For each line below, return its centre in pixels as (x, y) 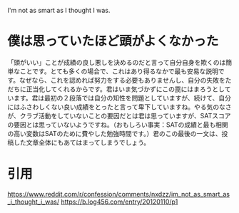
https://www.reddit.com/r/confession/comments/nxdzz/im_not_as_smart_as (119, 194)
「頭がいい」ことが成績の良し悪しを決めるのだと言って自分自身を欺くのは (117, 62)
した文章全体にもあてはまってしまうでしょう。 (82, 142)
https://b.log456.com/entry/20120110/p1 (119, 202)
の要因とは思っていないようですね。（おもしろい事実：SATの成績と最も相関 (118, 125)
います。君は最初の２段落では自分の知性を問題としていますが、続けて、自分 (119, 98)
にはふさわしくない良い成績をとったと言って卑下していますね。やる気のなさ (119, 107)
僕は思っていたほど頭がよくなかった (113, 41)
